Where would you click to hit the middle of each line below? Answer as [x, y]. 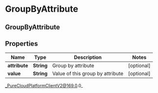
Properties [22, 43]
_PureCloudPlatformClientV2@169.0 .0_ [44, 86]
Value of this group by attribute [88, 73]
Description [88, 57]
